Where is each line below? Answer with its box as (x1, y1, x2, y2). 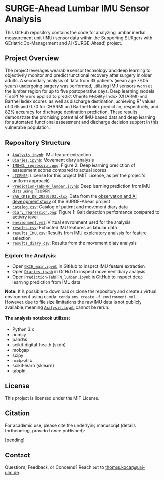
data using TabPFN (12, 188, 51, 194)
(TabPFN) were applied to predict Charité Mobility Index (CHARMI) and (5, 93, 148, 99)
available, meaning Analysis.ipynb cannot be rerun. (5, 304, 110, 310)
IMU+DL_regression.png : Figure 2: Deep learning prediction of (12, 162, 136, 168)
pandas (12, 336, 28, 343)
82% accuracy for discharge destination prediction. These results (5, 109, 138, 115)
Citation (5, 409, 30, 418)
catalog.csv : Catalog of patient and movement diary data (12, 204, 128, 210)
